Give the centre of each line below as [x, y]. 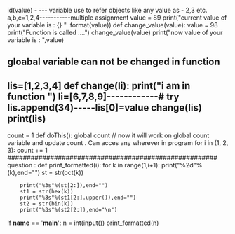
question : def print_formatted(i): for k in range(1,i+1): [83, 165]
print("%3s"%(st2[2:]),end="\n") [69, 210]
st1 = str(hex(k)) [47, 192]
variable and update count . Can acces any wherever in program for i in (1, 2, [118, 143]
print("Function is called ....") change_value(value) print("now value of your [115, 32]
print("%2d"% [182, 165]
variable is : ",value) [36, 40]
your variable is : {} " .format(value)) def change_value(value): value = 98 [113, 25]
